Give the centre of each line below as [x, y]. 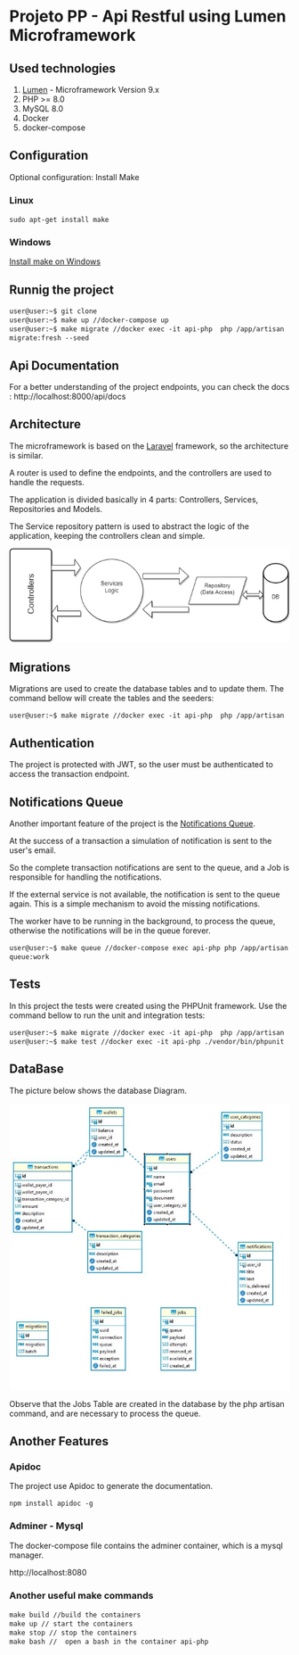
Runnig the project [61, 290]
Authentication [52, 743]
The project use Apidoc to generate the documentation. [111, 1486]
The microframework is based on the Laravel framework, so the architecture [149, 446]
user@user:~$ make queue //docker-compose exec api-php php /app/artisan [149, 948]
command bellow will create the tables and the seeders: [112, 699]
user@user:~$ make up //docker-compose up [89, 320]
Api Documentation [65, 365]
